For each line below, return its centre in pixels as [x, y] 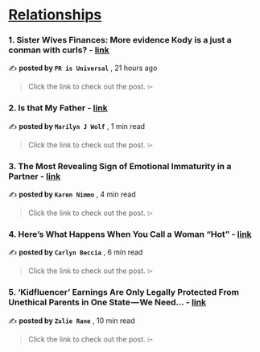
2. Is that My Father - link [58, 108]
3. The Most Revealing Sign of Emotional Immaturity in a [120, 166]
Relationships [55, 15]
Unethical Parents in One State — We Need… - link [107, 302]
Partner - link [35, 176]
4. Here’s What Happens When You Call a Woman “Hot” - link [130, 234]
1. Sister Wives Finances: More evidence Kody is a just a [120, 40]
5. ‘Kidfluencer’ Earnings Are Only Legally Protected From [124, 292]
